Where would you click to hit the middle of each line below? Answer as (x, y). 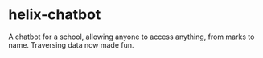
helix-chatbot (55, 15)
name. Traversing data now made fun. (71, 44)
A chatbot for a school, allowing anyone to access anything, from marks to (131, 37)
